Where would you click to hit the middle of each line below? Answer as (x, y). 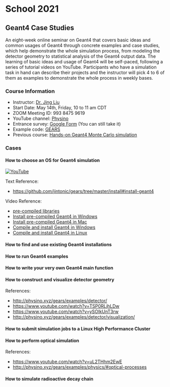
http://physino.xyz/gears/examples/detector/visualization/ (74, 317)
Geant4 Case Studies (40, 28)
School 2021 (32, 9)
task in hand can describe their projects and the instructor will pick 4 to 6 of (85, 72)
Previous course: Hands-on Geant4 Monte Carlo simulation (75, 135)
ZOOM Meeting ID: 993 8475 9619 (49, 113)
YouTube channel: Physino (41, 118)
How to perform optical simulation (42, 341)
